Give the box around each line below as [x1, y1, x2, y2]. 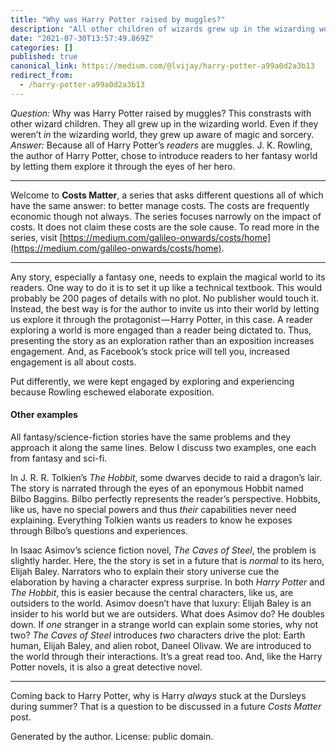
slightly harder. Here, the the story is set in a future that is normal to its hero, [10, 554, 325, 566]
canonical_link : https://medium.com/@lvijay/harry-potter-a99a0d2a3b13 [10, 61, 315, 71]
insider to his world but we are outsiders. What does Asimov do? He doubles [10, 607, 325, 620]
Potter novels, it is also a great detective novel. [10, 661, 203, 673]
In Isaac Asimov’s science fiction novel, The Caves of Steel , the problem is [10, 544, 317, 556]
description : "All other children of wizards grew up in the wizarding [10, 24, 315, 34]
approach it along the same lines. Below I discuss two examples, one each [10, 441, 317, 453]
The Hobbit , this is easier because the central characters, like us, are [10, 586, 294, 598]
